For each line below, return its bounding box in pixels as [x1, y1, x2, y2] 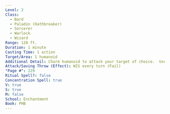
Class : [5, 12, 19, 17]
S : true [5, 87, 22, 92]
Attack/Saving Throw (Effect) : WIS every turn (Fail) [5, 64, 121, 69]
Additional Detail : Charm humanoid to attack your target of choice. [5, 59, 155, 64]
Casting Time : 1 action [5, 49, 56, 54]
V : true [5, 82, 22, 87]
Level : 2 [5, 7, 24, 13]
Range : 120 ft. [5, 40, 37, 45]
